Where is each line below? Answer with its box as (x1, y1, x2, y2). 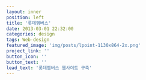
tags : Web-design (6, 37, 50, 43)
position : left (6, 14, 44, 20)
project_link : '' (6, 48, 50, 54)
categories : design (6, 31, 55, 37)
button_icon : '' (6, 54, 47, 60)
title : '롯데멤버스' (6, 20, 52, 26)
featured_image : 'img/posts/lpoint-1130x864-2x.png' (6, 43, 141, 49)
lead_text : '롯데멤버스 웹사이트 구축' (6, 64, 92, 71)
